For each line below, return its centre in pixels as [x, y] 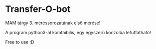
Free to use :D [20, 42]
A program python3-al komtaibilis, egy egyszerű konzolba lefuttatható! [78, 32]
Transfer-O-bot [38, 9]
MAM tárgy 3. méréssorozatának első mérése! [53, 23]
